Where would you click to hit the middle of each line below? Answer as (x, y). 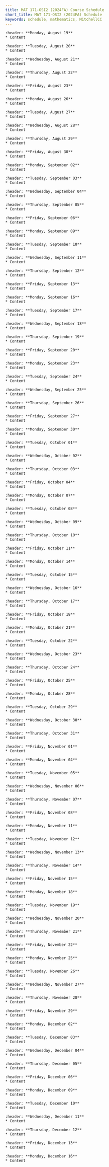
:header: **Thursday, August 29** (41, 139)
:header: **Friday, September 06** (42, 218)
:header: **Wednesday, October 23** (43, 654)
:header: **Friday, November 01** (41, 747)
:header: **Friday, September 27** (42, 416)
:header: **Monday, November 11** (41, 826)
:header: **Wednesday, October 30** (43, 720)
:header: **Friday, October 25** (40, 681)
